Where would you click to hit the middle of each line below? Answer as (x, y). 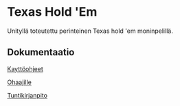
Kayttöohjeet (25, 68)
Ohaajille (20, 82)
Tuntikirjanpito (27, 95)
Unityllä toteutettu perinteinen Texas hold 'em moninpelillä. (90, 31)
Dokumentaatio (41, 52)
